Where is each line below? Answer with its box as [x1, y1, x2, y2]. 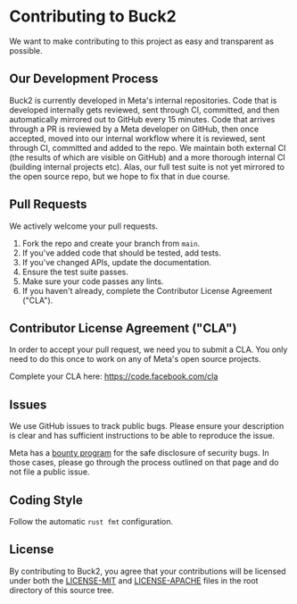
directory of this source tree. [9, 584, 114, 595]
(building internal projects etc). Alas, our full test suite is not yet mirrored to [9, 161, 285, 172]
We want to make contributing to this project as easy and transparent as [9, 36, 275, 46]
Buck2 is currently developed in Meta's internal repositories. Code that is [9, 95, 277, 105]
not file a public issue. [9, 466, 90, 477]
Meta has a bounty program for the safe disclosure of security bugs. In [9, 448, 269, 458]
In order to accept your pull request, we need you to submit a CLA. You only [9, 344, 288, 355]
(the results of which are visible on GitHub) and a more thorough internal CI [9, 152, 285, 163]
